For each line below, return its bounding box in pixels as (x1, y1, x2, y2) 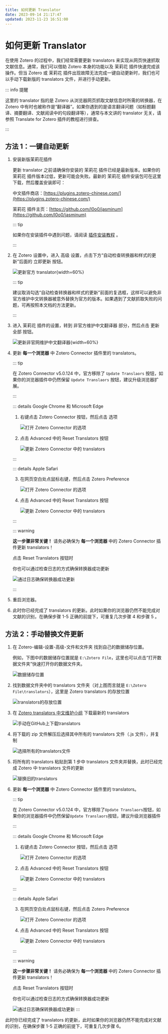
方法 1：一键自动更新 (5, 142, 69, 150)
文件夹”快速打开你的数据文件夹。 (17, 660, 85, 667)
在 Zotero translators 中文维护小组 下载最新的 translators (12, 710, 129, 716)
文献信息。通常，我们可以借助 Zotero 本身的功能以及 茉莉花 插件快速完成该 (5, 64, 160, 70)
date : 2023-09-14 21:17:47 (5, 12, 62, 17)
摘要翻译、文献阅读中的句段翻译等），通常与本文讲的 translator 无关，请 (14, 110, 161, 116)
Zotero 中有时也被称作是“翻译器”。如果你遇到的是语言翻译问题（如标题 (5, 104, 151, 110)
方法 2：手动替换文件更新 (5, 630, 84, 638)
